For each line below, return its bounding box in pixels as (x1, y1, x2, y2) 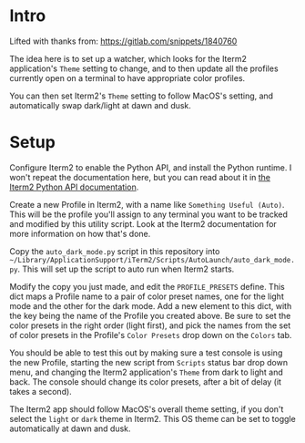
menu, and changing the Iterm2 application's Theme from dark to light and (9, 366, 284, 377)
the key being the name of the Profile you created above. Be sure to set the (9, 310, 291, 321)
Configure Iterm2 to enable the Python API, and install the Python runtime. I (9, 161, 292, 173)
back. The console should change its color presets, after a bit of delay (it (9, 376, 282, 387)
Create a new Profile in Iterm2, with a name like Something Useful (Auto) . (9, 199, 285, 210)
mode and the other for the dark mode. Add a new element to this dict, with (9, 300, 292, 311)
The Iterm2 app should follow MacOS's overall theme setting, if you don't (9, 403, 284, 415)
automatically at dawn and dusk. (9, 423, 131, 434)
